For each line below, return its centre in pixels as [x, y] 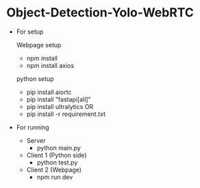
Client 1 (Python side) [57, 155]
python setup [35, 79]
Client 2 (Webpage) [54, 169]
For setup [30, 32]
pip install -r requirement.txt [66, 114]
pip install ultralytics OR [60, 106]
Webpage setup [39, 45]
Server [36, 140]
